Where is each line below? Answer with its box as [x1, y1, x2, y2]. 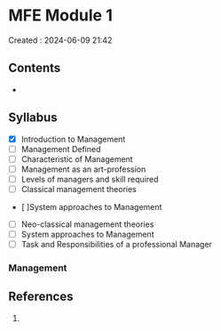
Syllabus [8, 110, 59, 125]
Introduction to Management [20, 133, 126, 144]
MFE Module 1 [8, 5, 113, 26]
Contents [8, 61, 61, 76]
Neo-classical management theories [20, 219, 154, 230]
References [8, 289, 74, 304]
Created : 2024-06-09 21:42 [8, 35, 113, 45]
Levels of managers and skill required [20, 174, 159, 184]
